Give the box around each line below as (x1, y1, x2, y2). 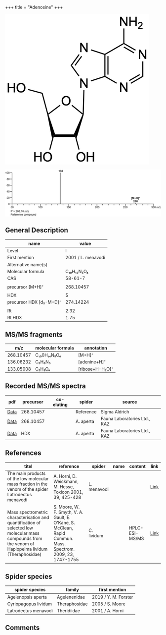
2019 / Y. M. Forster (92, 594, 133, 600)
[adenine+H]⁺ (78, 359, 106, 365)
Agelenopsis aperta (7, 594, 47, 600)
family (66, 587, 79, 593)
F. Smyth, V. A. (53, 509, 83, 515)
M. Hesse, (53, 483, 74, 490)
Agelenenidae (56, 594, 85, 600)
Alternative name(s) (7, 261, 48, 267)
